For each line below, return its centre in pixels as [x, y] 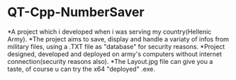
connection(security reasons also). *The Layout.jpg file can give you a [110, 61]
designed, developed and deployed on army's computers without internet [114, 54]
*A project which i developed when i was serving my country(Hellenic [109, 32]
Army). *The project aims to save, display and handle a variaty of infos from [118, 39]
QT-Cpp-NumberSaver [76, 12]
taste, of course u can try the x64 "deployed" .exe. [82, 69]
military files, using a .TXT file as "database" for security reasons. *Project [116, 46]
